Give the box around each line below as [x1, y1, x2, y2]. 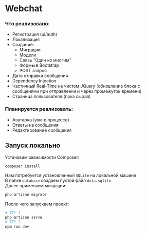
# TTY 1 [5, 211, 21, 215]
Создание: [12, 42, 34, 48]
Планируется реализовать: [5, 106, 73, 113]
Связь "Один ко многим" [19, 57, 72, 63]
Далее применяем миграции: [5, 183, 67, 189]
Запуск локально [5, 141, 61, 150]
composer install [5, 164, 40, 169]
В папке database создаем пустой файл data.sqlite [5, 177, 111, 183]
